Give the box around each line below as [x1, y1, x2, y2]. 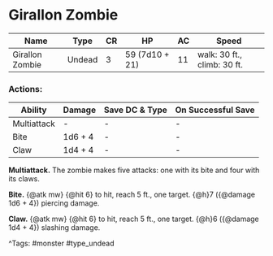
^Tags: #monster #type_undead [8, 238, 115, 249]
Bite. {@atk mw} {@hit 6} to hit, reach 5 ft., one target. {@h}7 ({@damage [8, 189, 256, 200]
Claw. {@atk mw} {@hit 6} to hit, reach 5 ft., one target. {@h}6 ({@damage [8, 214, 260, 224]
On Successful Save [175, 104, 255, 115]
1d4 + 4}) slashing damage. [8, 223, 101, 232]
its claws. [8, 174, 41, 184]
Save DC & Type [103, 104, 168, 115]
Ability [20, 104, 47, 115]
